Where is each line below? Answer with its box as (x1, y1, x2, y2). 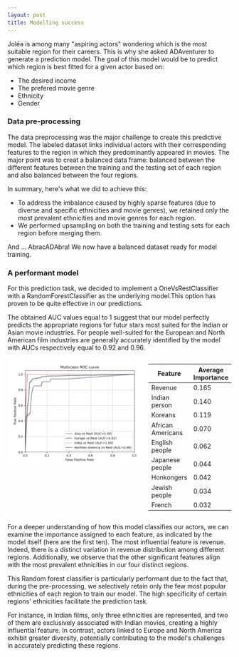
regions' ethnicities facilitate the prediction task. (7, 597, 148, 606)
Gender (17, 98, 41, 107)
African (151, 421, 173, 429)
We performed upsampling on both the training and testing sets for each (17, 221, 230, 230)
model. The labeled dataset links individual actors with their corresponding (7, 140, 226, 149)
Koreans (151, 411, 176, 419)
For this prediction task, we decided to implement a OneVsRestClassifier (7, 284, 219, 292)
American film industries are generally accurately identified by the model (7, 336, 221, 345)
